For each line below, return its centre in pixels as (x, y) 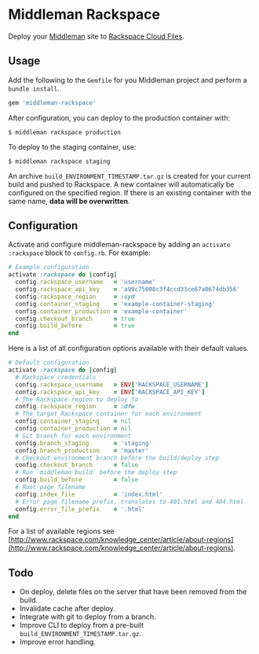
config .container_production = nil (73, 429)
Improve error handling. (58, 642)
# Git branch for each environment (73, 436)
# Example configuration (49, 268)
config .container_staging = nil (73, 421)
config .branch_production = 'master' (82, 450)
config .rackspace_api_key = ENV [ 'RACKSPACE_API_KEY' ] (110, 392)
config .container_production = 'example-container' (102, 311)
